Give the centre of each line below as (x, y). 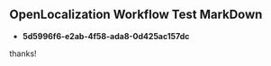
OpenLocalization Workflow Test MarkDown (136, 15)
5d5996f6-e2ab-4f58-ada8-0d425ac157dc (106, 36)
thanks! (23, 54)
